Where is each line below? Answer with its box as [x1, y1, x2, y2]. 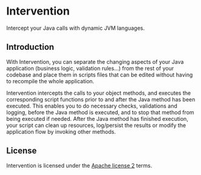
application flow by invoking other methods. [6, 128, 117, 135]
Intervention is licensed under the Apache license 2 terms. [6, 162, 152, 169]
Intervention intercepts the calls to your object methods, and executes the [6, 89, 191, 97]
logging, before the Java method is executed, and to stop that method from [6, 108, 194, 116]
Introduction [6, 42, 55, 52]
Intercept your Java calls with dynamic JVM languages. [6, 24, 145, 32]
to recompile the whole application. [6, 77, 95, 84]
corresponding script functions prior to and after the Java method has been [6, 95, 196, 103]
